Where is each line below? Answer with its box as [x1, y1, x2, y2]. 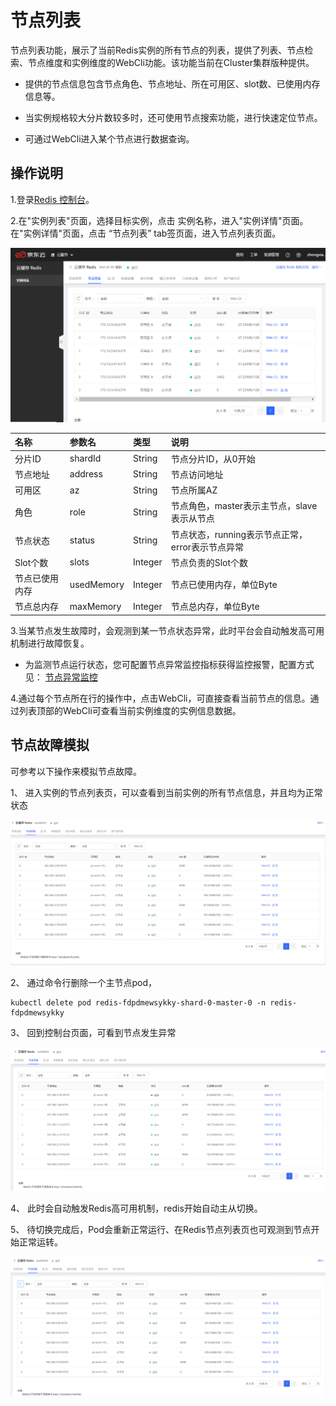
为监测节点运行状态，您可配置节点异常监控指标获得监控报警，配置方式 [24, 658, 315, 670]
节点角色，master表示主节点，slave [170, 500, 318, 512]
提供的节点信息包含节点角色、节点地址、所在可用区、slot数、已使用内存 [24, 77, 321, 90]
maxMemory [69, 600, 122, 612]
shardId [69, 452, 102, 465]
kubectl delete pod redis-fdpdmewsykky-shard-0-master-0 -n [10, 997, 267, 1008]
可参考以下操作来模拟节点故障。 [10, 765, 142, 777]
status [69, 534, 96, 546]
